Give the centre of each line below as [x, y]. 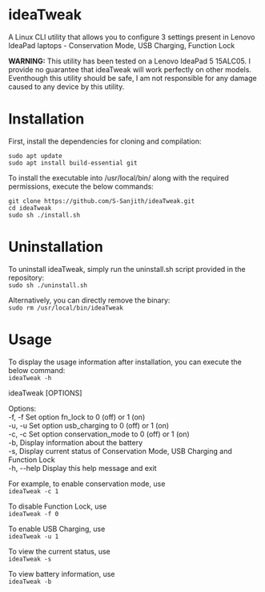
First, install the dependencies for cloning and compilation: [105, 141]
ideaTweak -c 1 [34, 491]
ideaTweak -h [30, 378]
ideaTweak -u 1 [34, 536]
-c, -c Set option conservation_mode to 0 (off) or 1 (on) [99, 434]
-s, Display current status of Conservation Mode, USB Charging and [120, 451]
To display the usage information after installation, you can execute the [125, 362]
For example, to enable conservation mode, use [87, 484]
